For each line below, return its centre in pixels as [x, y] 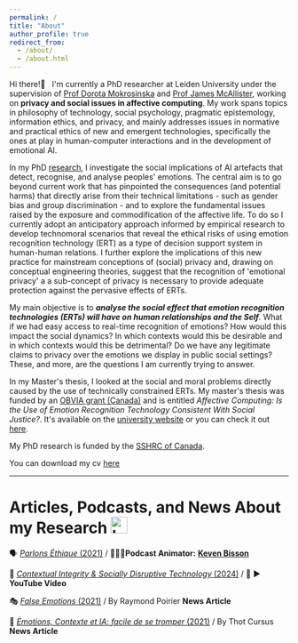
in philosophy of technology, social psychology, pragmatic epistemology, [142, 113]
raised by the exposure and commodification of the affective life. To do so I [146, 215]
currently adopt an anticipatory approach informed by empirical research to [147, 224]
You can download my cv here [65, 463]
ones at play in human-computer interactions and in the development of [141, 141]
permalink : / [33, 17]
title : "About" [37, 26]
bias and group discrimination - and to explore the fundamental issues [137, 205]
